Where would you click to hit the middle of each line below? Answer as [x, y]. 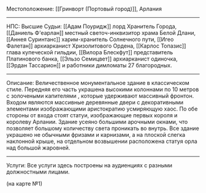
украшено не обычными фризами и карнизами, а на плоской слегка [96, 135]
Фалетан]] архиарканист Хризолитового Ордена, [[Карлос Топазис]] [96, 46]
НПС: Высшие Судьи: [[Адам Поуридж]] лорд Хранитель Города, [92, 26]
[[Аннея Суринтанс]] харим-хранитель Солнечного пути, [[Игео [90, 39]
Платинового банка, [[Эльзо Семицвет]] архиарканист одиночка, [92, 59]
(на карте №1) [25, 184]
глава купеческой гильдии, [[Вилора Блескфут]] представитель [90, 52]
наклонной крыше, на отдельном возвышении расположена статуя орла [102, 141]
